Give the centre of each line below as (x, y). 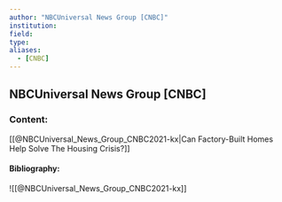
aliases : (25, 50)
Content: (29, 120)
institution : (33, 26)
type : (19, 42)
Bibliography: (35, 168)
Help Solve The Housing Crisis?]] (70, 148)
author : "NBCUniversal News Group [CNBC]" (89, 17)
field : (21, 34)
